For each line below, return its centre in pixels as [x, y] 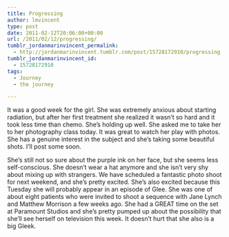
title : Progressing [35, 13]
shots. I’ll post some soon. [44, 146]
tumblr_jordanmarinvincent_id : [52, 59]
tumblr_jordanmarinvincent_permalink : [63, 46]
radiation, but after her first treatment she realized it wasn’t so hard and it [111, 117]
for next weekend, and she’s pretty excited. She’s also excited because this [114, 182]
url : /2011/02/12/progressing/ [52, 39]
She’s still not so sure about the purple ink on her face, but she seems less [113, 160]
